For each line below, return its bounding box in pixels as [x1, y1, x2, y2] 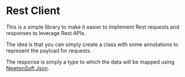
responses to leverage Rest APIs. [6, 29, 86, 36]
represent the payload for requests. [6, 47, 92, 54]
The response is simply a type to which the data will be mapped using [6, 58, 174, 65]
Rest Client [6, 4, 60, 17]
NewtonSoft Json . [6, 64, 50, 71]
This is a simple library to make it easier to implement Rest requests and [6, 23, 180, 30]
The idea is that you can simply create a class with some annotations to [6, 41, 179, 48]
